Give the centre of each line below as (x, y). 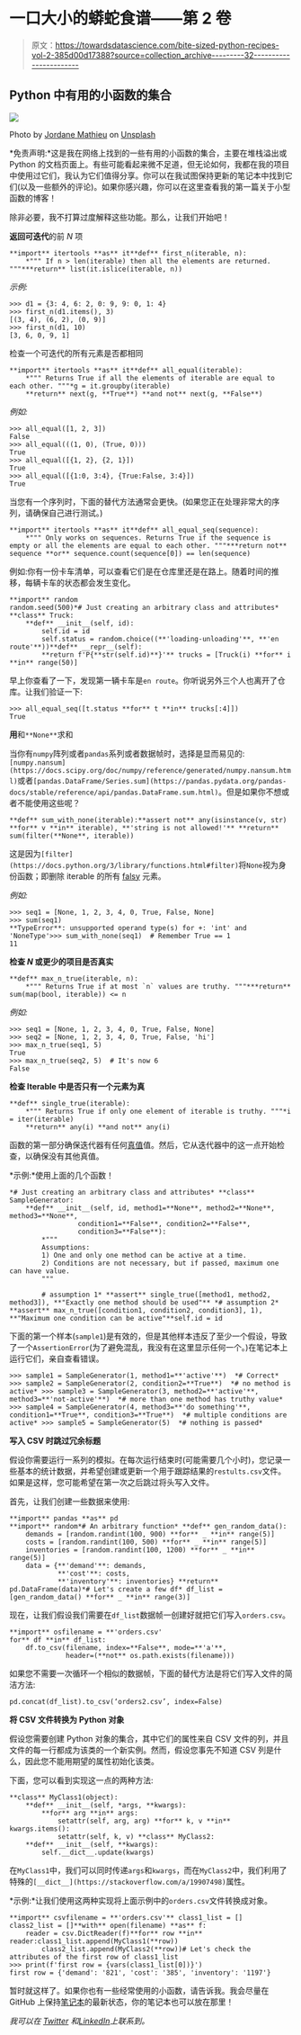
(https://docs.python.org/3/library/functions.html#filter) (124, 865)
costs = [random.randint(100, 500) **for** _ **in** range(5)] (146, 1542)
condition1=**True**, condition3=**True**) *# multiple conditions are (148, 1415)
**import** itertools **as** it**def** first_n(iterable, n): (128, 253)
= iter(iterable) (42, 1119)
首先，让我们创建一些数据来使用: (70, 1501)
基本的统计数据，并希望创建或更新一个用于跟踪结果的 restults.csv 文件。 (151, 1471)
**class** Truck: (42, 615)
